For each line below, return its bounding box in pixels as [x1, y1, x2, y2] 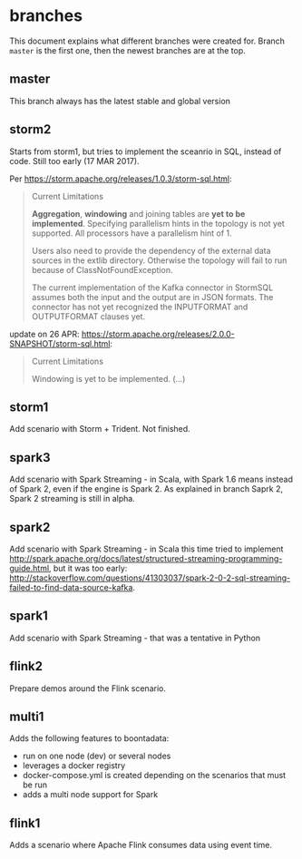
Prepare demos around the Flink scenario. [9, 682, 166, 694]
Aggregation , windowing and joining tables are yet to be [31, 208, 246, 219]
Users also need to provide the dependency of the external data [31, 245, 271, 256]
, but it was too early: [48, 563, 128, 573]
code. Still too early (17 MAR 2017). [9, 155, 140, 166]
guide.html [9, 563, 50, 573]
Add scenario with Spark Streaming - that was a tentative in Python [9, 632, 261, 643]
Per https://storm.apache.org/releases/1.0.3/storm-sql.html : [9, 173, 233, 184]
